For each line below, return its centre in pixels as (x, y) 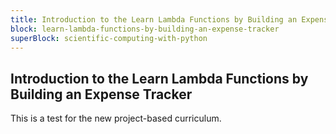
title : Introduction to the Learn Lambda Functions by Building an (154, 19)
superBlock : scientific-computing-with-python (109, 38)
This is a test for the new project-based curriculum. (116, 118)
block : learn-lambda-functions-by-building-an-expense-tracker (145, 29)
